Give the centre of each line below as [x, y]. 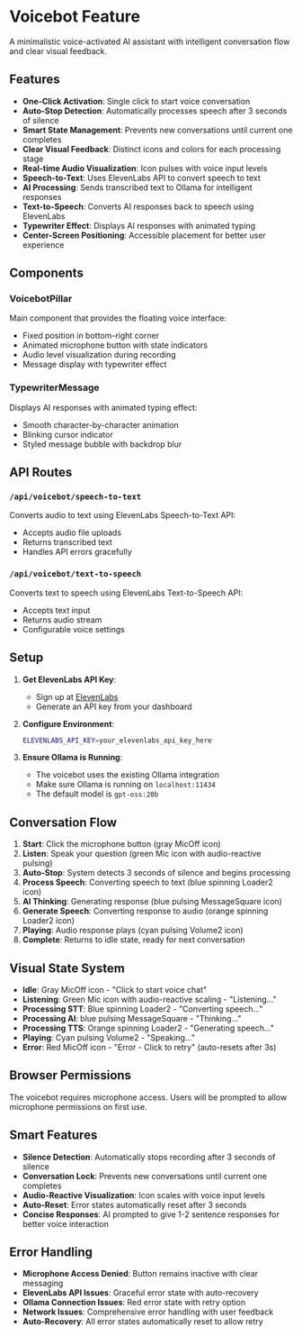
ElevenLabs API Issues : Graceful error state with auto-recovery [140, 1293]
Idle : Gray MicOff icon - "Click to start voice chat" [115, 990]
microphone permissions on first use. [78, 1106]
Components [46, 273]
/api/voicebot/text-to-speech [75, 574]
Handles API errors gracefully [77, 552]
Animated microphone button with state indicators [115, 345]
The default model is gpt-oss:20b [97, 794]
